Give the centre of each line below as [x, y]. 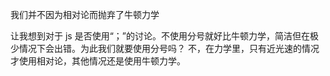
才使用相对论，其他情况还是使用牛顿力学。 [98, 61]
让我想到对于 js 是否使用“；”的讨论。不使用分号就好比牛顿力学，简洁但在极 [164, 36]
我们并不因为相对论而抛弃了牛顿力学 [85, 14]
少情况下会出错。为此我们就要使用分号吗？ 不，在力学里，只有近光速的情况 [165, 48]
